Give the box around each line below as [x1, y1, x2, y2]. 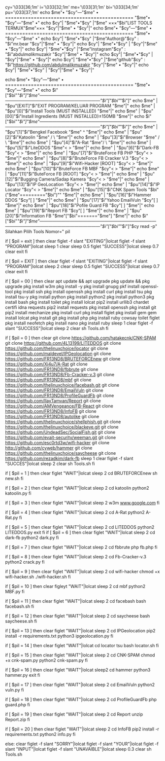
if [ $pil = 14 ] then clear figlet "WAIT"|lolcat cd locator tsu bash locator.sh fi [5, 643, 159, 648]
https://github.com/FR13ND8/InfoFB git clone [5, 408, 97, 414]
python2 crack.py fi [5, 559, 45, 565]
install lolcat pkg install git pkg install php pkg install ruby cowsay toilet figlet [5, 315, 160, 321]
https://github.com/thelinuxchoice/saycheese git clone [5, 450, 116, 456]
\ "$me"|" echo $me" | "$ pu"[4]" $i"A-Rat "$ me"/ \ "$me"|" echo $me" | [5, 140, 151, 145]
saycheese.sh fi [5, 618, 37, 624]
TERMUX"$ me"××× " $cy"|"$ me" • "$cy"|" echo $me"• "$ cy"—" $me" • [5, 25, 152, 31]
